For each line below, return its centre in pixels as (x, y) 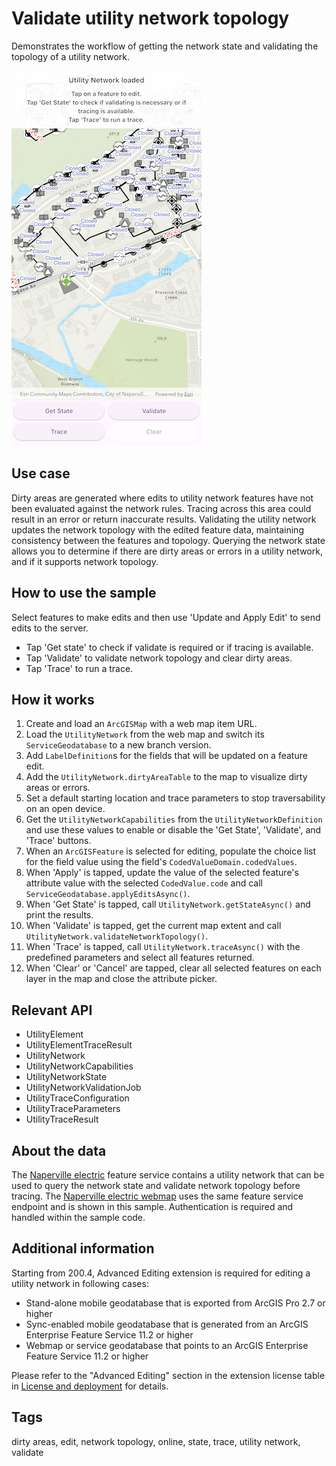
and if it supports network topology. (85, 561)
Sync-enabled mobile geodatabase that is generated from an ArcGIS (167, 1324)
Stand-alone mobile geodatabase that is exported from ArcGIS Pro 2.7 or (175, 1303)
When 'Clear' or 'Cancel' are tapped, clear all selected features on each (173, 968)
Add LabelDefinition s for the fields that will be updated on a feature (166, 756)
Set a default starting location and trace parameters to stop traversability (175, 798)
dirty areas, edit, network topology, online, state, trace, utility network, (156, 1441)
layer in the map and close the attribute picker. (121, 979)
